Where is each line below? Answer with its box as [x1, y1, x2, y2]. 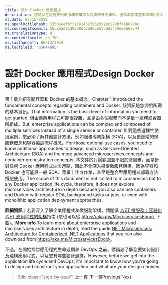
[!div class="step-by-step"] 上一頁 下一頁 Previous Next [17, 274, 131, 280]
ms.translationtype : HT [5, 31, 55, 36]
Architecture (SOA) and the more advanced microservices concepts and [5, 151, 154, 157]
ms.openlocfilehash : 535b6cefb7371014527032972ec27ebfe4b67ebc [5, 21, 140, 27]
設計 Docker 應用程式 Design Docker [5, 68, 155, 79]
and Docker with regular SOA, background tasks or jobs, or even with [5, 191, 148, 198]
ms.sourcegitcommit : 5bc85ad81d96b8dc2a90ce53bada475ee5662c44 [5, 26, 140, 31]
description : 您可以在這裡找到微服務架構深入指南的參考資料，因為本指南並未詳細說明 [5, 12, 161, 17]
